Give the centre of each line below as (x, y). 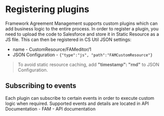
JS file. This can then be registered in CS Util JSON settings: (69, 40)
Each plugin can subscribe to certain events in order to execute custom (80, 98)
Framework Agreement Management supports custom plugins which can (81, 23)
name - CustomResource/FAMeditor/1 (52, 49)
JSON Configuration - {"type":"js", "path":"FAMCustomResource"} (83, 55)
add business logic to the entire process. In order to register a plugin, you (82, 28)
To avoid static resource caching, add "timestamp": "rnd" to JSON (88, 64)
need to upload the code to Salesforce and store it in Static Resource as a (82, 34)
